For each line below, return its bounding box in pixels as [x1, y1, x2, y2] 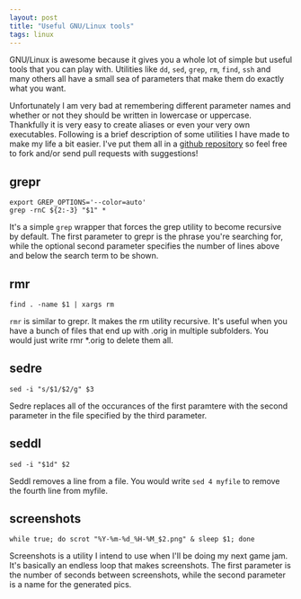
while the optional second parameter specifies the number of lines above [9, 241, 280, 251]
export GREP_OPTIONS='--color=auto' [9, 198, 146, 207]
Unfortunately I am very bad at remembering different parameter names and [9, 101, 291, 111]
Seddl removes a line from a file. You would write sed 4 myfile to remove [9, 475, 280, 486]
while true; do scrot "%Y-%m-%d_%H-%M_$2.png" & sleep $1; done [9, 535, 255, 544]
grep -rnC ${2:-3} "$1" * [9, 206, 106, 216]
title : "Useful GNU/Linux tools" [9, 22, 135, 31]
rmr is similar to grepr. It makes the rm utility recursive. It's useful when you [9, 316, 288, 326]
